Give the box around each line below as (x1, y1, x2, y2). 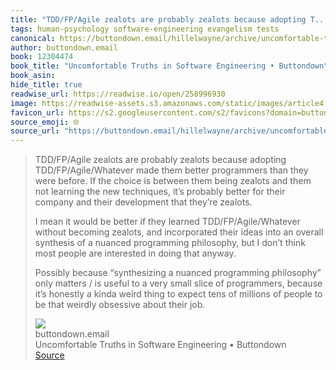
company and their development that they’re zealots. (34, 196, 253, 208)
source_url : (10, 126, 60, 136)
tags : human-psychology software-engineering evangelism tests (10, 24, 280, 34)
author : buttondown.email (10, 42, 118, 53)
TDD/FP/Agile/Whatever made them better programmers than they (34, 164, 309, 176)
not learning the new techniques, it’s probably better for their (34, 186, 286, 198)
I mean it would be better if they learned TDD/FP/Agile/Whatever (34, 216, 301, 228)
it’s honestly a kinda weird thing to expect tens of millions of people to (34, 288, 323, 300)
